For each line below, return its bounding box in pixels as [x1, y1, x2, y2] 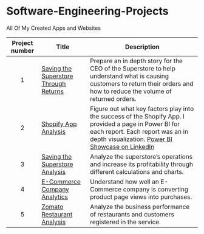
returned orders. [90, 94, 137, 103]
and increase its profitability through [90, 160, 193, 168]
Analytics [41, 193, 69, 201]
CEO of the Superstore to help [90, 64, 176, 72]
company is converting [123, 185, 189, 193]
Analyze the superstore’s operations [90, 152, 193, 160]
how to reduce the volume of [90, 87, 172, 95]
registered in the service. [90, 218, 161, 226]
